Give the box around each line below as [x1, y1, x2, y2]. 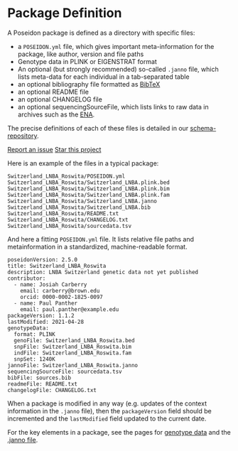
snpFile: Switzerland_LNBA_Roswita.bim [13, 343, 132, 350]
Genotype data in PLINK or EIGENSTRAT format [17, 57, 158, 65]
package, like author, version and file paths [17, 50, 144, 58]
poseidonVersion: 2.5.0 [7, 256, 78, 263]
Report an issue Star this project [7, 145, 102, 153]
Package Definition [7, 5, 122, 21]
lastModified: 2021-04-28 [7, 318, 84, 325]
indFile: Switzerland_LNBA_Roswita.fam [13, 349, 132, 357]
